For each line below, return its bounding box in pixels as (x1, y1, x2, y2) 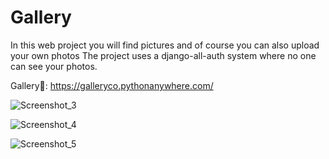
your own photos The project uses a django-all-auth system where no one (10, 49, 317, 61)
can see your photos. (10, 60, 98, 72)
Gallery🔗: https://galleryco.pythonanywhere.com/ (10, 79, 214, 91)
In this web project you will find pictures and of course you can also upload (10, 39, 320, 51)
